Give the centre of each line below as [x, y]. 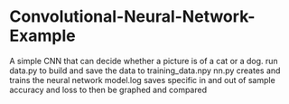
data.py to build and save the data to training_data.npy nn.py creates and [145, 71]
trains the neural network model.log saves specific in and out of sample [142, 80]
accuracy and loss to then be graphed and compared [108, 90]
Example [42, 36]
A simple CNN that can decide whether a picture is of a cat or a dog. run [144, 61]
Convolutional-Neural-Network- [132, 17]
